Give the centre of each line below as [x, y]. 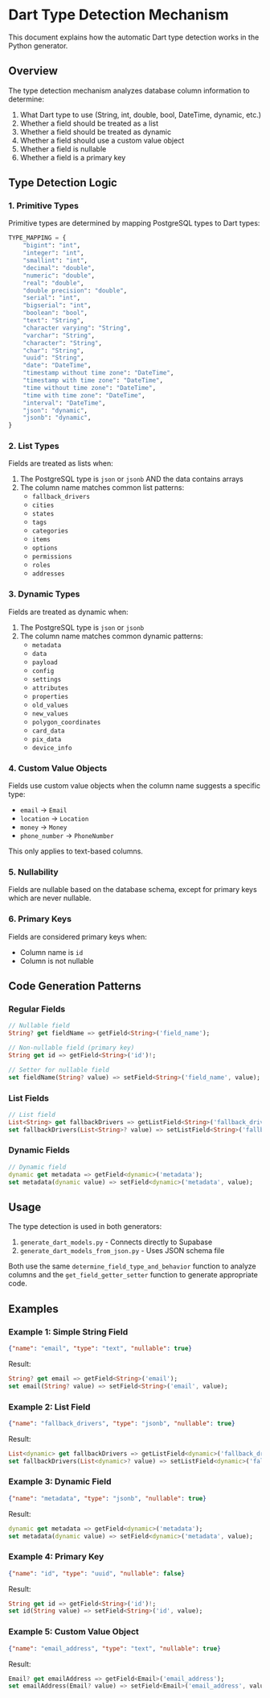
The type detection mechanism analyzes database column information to [129, 90]
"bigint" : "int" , [52, 246]
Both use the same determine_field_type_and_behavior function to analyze [132, 1266]
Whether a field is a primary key [73, 157]
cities [43, 505]
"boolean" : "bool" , [55, 313]
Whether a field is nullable [63, 149]
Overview [33, 71]
